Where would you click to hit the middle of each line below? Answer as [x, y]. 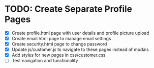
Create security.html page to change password [59, 44]
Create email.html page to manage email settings [61, 38]
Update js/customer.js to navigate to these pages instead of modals [80, 49]
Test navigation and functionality [45, 61]
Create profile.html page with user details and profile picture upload [80, 33]
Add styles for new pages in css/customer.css [59, 55]
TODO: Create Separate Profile [68, 9]
